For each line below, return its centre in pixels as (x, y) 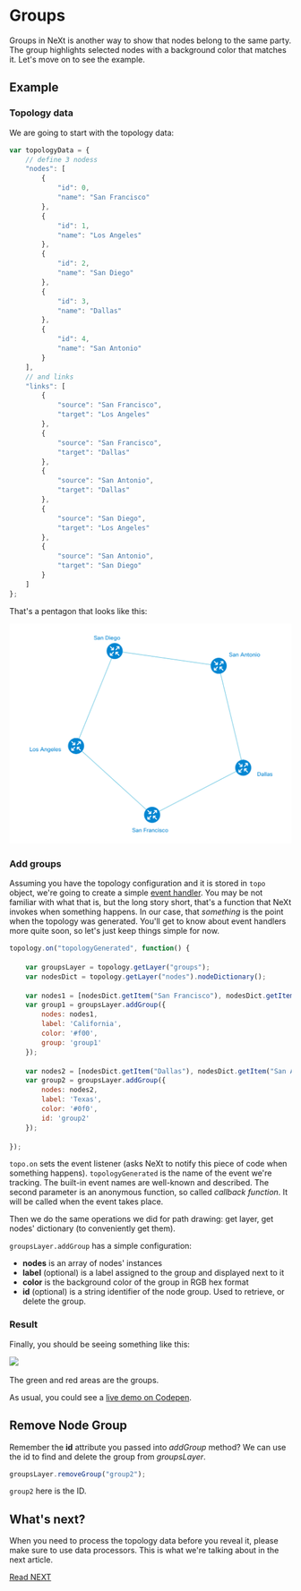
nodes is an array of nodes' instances (92, 1263)
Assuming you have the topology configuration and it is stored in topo (138, 884)
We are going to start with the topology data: (92, 133)
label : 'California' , (82, 1024)
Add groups (35, 863)
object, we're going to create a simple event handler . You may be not (136, 893)
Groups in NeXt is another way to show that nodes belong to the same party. (150, 40)
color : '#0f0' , (70, 1109)
